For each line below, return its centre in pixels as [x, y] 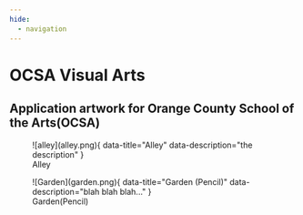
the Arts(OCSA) [55, 123]
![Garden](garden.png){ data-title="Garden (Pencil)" [130, 181]
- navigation [42, 29]
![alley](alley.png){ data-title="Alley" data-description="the [142, 145]
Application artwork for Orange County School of [152, 109]
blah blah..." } [126, 191]
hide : [20, 19]
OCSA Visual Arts [77, 75]
